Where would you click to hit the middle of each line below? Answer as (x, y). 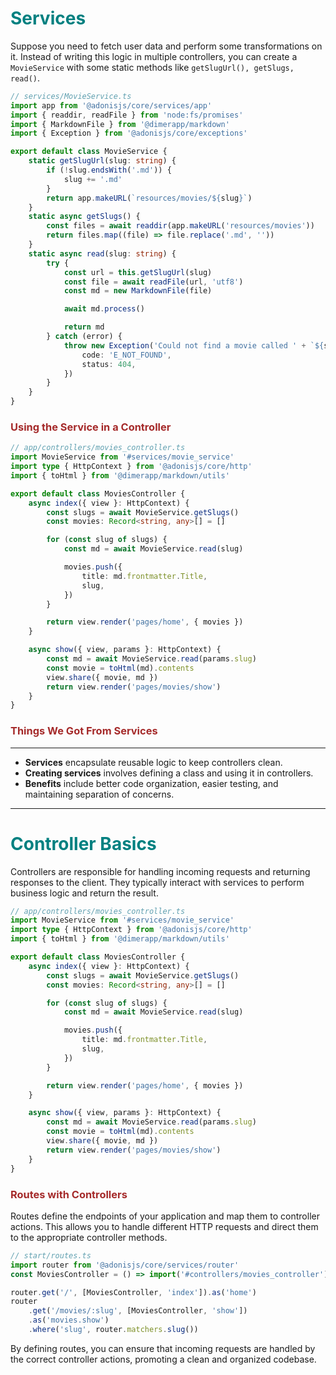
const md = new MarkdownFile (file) (138, 291)
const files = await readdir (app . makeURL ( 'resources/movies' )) (180, 226)
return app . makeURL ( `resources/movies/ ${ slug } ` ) (149, 198)
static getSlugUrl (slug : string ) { (102, 161)
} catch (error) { (84, 337)
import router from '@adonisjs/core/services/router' (125, 1265)
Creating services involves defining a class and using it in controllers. (169, 773)
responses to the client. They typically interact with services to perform (157, 882)
